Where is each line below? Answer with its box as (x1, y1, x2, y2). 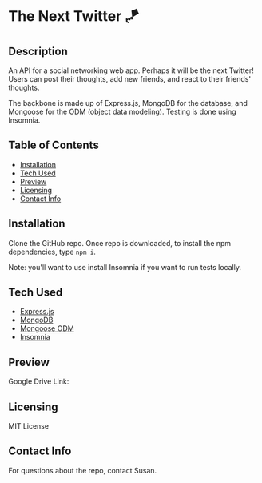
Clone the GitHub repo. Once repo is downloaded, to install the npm (8, 238, 232, 248)
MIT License (8, 421, 50, 431)
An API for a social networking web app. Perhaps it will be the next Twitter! (8, 66, 254, 75)
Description (8, 44, 68, 58)
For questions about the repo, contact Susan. (8, 465, 157, 475)
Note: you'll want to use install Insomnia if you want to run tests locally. (8, 262, 242, 272)
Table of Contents (8, 139, 100, 152)
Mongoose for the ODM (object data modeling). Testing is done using (8, 107, 237, 116)
